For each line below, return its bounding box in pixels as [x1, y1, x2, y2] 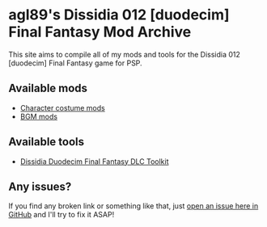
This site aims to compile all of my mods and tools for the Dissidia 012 [8, 49, 241, 59]
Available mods [8, 82, 87, 95]
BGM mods [19, 111, 58, 121]
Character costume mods [19, 103, 105, 112]
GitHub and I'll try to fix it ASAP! [8, 210, 115, 220]
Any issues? [8, 179, 72, 193]
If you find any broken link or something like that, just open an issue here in [8, 201, 259, 211]
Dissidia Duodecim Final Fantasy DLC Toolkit [19, 156, 169, 166]
